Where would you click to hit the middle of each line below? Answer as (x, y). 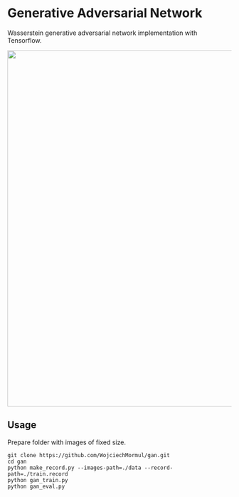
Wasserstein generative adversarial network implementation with (102, 33)
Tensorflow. (25, 40)
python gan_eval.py (36, 486)
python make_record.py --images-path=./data (74, 468)
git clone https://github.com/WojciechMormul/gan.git (89, 455)
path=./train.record (38, 474)
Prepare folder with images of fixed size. (67, 442)
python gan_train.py (38, 480)
